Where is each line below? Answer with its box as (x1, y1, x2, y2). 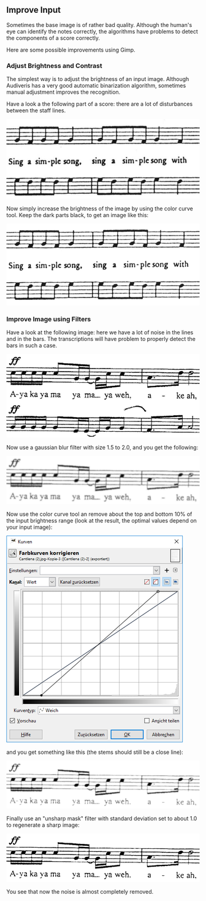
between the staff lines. (6, 107, 66, 114)
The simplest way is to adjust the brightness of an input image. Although (6, 75, 189, 83)
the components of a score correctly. (6, 34, 100, 42)
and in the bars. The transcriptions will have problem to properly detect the (6, 335, 196, 343)
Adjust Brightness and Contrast (6, 61, 102, 70)
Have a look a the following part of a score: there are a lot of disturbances (6, 101, 193, 108)
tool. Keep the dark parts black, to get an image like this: (6, 211, 149, 218)
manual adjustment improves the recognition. (6, 88, 121, 96)
